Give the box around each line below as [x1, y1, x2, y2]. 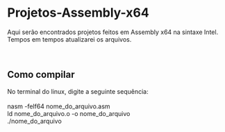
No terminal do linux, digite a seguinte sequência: [7, 87, 149, 95]
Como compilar [7, 69, 75, 81]
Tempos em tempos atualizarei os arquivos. [7, 35, 132, 43]
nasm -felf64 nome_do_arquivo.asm [7, 102, 110, 110]
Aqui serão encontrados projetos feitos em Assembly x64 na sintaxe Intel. [7, 28, 219, 36]
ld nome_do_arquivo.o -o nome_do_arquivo [7, 109, 131, 117]
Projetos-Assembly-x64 [7, 5, 149, 21]
